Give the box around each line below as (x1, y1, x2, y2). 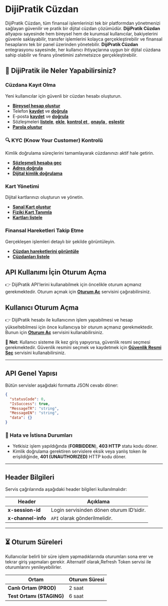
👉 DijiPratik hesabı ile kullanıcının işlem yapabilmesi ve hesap (5, 317, 133, 323)
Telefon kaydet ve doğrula (12, 108, 68, 114)
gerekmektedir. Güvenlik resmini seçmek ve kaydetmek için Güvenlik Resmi (5, 345, 161, 351)
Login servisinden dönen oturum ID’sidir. (50, 507, 146, 514)
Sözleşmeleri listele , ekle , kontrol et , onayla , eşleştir (12, 119, 125, 125)
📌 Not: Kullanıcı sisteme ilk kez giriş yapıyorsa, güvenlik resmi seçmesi (5, 339, 150, 345)
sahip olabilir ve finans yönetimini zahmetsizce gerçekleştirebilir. (5, 52, 137, 58)
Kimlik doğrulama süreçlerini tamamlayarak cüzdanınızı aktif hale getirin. (5, 150, 154, 156)
